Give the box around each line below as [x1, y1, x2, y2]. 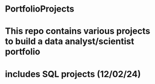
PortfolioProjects [5, 3, 74, 15]
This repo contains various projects [5, 26, 151, 37]
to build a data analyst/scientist [5, 36, 134, 47]
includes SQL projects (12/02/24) [5, 68, 141, 80]
